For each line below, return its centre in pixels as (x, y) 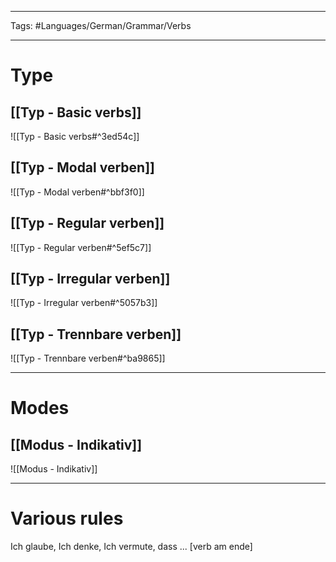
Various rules (67, 518)
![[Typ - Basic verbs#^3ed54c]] (75, 136)
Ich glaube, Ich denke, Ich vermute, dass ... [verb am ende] (131, 547)
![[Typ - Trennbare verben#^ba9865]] (88, 358)
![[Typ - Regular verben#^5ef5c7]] (81, 247)
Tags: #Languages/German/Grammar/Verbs (101, 25)
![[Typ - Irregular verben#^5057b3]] (84, 303)
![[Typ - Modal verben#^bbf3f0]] (77, 192)
